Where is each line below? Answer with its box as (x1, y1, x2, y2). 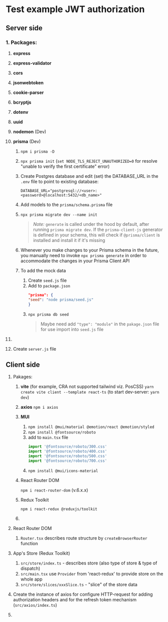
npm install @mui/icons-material (28, 468, 99, 473)
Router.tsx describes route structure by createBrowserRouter (20, 535, 148, 541)
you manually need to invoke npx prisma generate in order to (20, 252, 147, 258)
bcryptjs (13, 99, 32, 105)
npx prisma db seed (28, 312, 69, 317)
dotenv (13, 109, 29, 115)
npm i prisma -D (20, 149, 55, 154)
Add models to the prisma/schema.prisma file (20, 201, 113, 208)
